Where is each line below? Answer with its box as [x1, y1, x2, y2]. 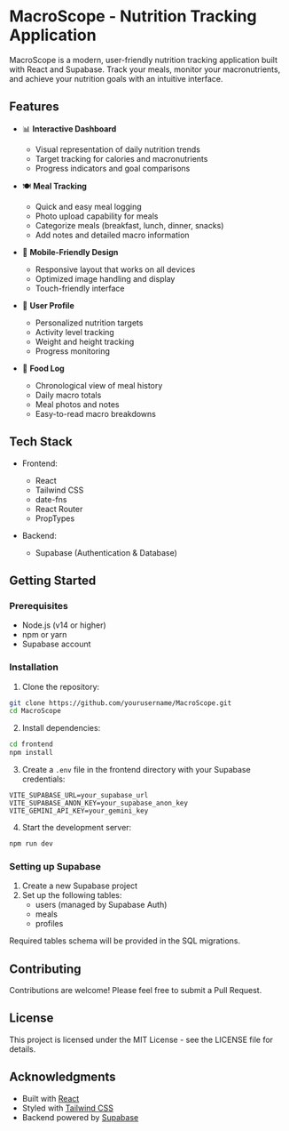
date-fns [35, 493, 67, 504]
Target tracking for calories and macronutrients [35, 153, 208, 164]
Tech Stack [9, 434, 73, 450]
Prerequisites [9, 599, 68, 612]
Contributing [9, 961, 82, 976]
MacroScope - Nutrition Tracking [9, 6, 257, 27]
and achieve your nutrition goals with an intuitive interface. [9, 73, 223, 84]
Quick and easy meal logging [35, 201, 142, 212]
